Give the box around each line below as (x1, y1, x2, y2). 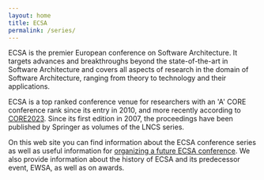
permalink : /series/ (8, 26, 77, 34)
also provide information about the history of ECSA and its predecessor (8, 155, 241, 164)
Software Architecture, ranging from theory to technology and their (8, 73, 227, 83)
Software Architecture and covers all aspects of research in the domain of (8, 65, 249, 75)
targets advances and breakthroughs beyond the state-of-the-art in (8, 56, 228, 66)
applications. (8, 82, 50, 91)
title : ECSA (8, 19, 47, 27)
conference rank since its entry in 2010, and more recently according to (8, 105, 241, 115)
